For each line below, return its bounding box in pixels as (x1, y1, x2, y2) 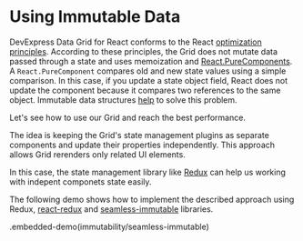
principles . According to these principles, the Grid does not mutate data (9, 45, 278, 56)
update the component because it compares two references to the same (9, 85, 281, 95)
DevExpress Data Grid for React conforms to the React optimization (9, 36, 262, 47)
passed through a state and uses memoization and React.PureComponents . (9, 55, 293, 66)
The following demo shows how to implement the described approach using (9, 194, 295, 205)
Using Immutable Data (9, 6, 181, 27)
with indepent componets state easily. (9, 176, 152, 187)
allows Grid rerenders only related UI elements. (9, 148, 187, 160)
